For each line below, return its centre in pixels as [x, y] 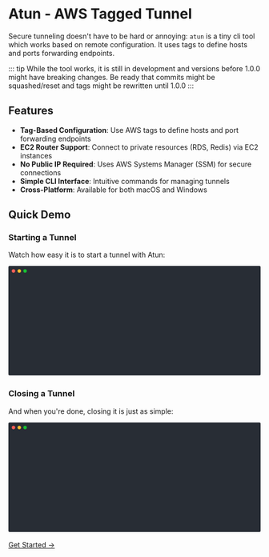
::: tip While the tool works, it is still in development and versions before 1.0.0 [134, 68]
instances [36, 155]
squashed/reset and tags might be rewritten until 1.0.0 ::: [101, 86]
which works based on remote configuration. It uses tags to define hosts [128, 44]
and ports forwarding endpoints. [62, 53]
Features [31, 111]
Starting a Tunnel [42, 238]
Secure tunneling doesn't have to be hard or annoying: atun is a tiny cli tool [132, 36]
